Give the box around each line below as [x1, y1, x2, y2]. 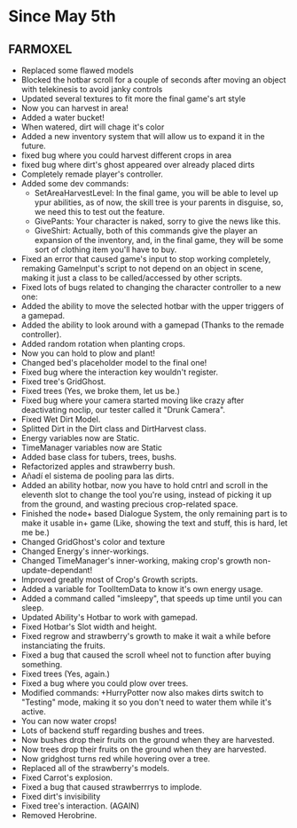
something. [20, 659, 63, 669]
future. [20, 140, 46, 151]
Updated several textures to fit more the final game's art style [20, 93, 246, 104]
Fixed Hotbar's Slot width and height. [20, 621, 157, 632]
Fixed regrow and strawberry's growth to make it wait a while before [20, 631, 271, 641]
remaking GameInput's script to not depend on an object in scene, [20, 264, 263, 273]
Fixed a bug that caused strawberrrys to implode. [20, 782, 202, 792]
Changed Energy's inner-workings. [20, 546, 150, 556]
